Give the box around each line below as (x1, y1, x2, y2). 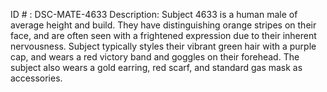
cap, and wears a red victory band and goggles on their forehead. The (10, 51, 300, 63)
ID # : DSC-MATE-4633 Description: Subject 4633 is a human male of (10, 9, 298, 20)
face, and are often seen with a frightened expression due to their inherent (10, 30, 317, 41)
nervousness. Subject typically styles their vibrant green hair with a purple (10, 40, 317, 52)
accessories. (10, 72, 63, 84)
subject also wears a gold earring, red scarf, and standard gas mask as (10, 62, 303, 73)
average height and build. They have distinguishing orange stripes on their (10, 19, 317, 31)
